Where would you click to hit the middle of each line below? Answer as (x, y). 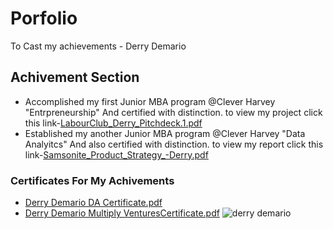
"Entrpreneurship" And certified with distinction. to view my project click (173, 112)
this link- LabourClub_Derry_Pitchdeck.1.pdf (113, 123)
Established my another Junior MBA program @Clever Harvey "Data (165, 133)
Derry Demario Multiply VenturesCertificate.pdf (122, 213)
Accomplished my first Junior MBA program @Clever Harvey (150, 101)
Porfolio (44, 18)
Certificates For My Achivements (92, 180)
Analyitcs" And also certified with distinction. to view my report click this (174, 144)
